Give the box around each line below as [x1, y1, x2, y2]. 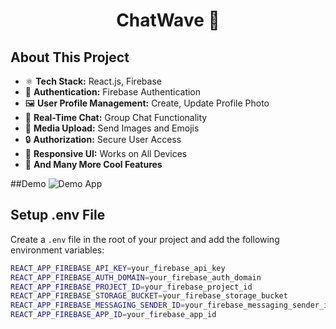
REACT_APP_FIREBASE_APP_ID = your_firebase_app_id [10, 310, 217, 320]
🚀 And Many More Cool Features [24, 159, 163, 170]
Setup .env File [10, 207, 106, 224]
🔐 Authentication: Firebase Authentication [24, 86, 202, 98]
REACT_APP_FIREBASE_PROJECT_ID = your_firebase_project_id [10, 282, 253, 292]
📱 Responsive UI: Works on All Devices [24, 148, 188, 159]
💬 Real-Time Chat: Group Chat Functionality [24, 112, 208, 123]
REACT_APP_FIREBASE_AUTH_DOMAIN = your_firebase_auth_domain [10, 272, 262, 283]
